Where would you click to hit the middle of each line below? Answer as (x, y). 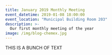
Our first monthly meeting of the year (52, 29)
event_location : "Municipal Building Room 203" (57, 19)
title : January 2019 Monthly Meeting (45, 10)
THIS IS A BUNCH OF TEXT (34, 48)
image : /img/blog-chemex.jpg (36, 33)
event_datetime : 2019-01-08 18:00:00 (45, 15)
